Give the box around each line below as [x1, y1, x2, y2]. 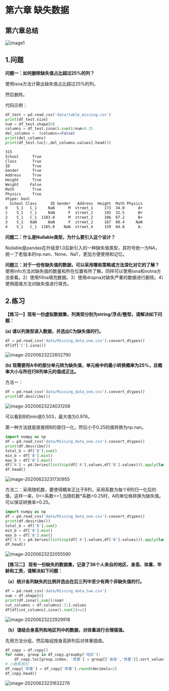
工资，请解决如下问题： [14, 568, 63, 574]
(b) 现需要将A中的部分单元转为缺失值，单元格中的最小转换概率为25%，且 [5, 362, 158, 368]
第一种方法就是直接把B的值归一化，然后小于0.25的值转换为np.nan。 [5, 424, 146, 431]
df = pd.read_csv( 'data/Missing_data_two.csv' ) [5, 589, 107, 594]
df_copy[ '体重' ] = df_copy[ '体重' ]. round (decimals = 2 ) [5, 666, 117, 671]
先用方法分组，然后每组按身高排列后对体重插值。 [5, 638, 107, 644]
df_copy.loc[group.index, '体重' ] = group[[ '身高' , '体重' [14, 657, 134, 662]
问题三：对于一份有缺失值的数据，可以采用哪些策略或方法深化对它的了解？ [5, 261, 159, 267]
